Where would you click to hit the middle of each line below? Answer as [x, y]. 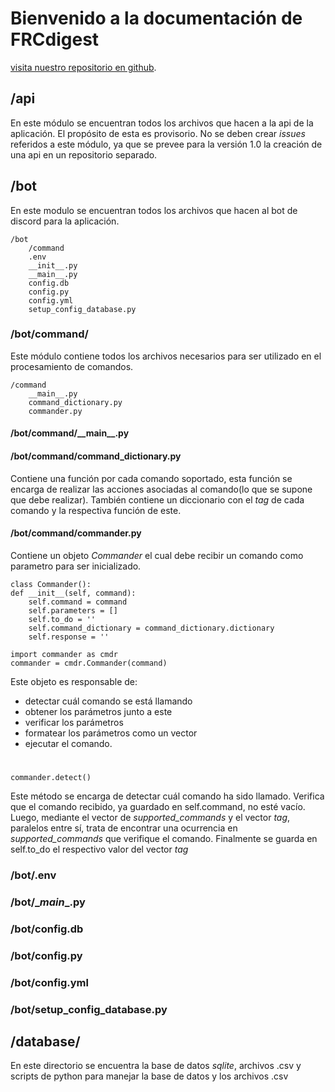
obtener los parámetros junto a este [98, 711]
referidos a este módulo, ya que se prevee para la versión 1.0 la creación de [166, 144]
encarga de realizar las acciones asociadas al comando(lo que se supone [161, 489]
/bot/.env [33, 875]
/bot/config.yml [49, 982]
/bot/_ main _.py [48, 902]
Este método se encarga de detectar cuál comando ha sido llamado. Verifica [167, 796]
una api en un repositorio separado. [84, 154]
